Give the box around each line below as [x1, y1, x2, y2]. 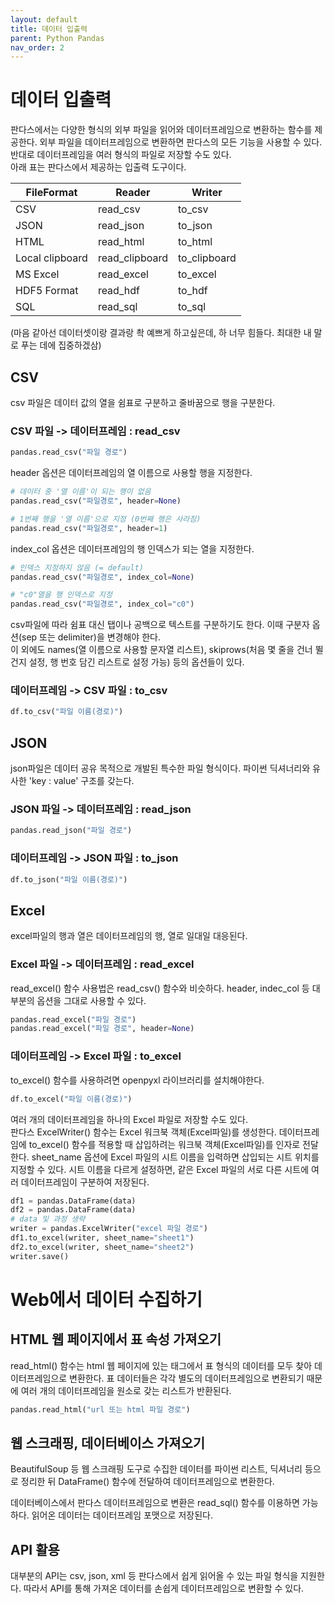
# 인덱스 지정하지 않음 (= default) [10, 562, 144, 573]
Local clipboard [15, 251, 88, 265]
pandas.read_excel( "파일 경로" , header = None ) [10, 1024, 195, 1034]
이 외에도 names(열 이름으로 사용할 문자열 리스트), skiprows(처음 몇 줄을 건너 [10, 644, 313, 656]
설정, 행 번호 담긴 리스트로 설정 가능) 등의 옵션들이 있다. [28, 656, 245, 668]
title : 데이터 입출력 [10, 24, 88, 34]
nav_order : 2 [10, 42, 65, 53]
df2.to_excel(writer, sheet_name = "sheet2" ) [10, 1242, 195, 1252]
